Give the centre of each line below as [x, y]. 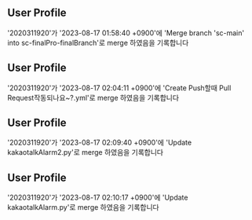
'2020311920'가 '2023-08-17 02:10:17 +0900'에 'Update [98, 198]
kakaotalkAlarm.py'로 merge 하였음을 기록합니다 [83, 207]
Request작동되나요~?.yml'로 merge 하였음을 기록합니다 [93, 97]
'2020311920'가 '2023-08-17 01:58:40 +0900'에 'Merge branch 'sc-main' [126, 33]
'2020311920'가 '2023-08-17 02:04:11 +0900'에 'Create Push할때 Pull [119, 88]
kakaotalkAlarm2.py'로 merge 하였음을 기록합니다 [86, 152]
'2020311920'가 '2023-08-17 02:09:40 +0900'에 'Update [100, 143]
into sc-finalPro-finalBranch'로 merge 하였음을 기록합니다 [98, 42]
